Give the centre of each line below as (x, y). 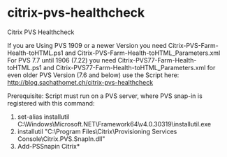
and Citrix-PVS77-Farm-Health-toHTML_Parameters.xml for (129, 67)
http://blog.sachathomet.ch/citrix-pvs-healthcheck (80, 82)
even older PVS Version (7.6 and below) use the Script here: (93, 75)
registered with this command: (51, 103)
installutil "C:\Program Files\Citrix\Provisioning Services (97, 131)
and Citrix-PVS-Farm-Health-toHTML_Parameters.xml (142, 53)
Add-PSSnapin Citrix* (49, 146)
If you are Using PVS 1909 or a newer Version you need (87, 45)
